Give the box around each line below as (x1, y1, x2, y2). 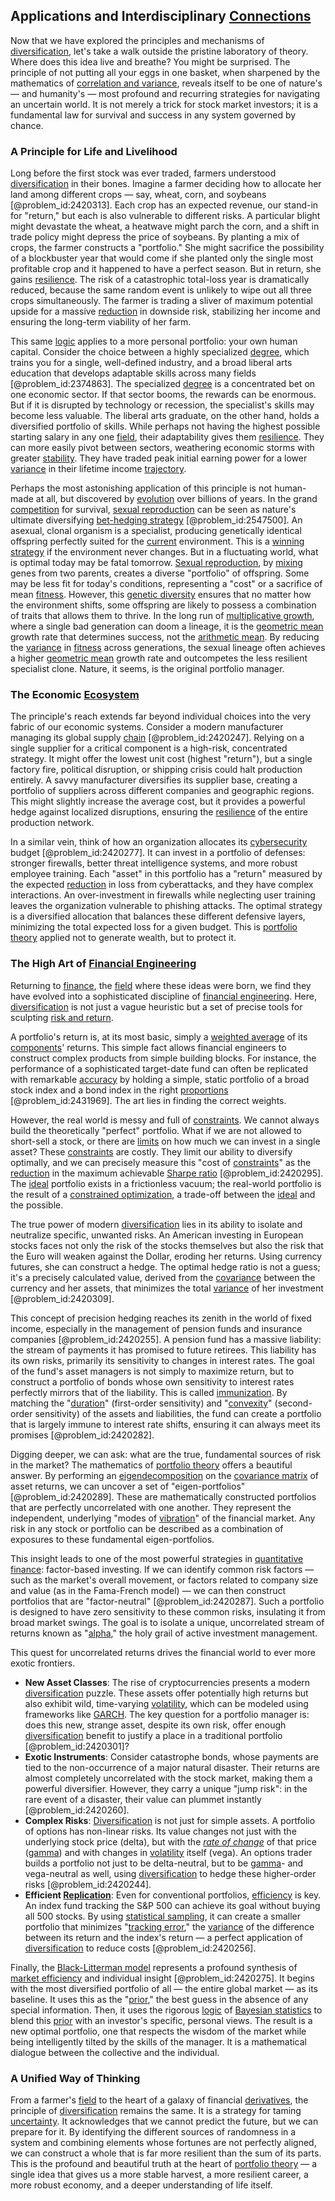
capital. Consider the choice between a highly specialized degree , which (10, 346, 310, 358)
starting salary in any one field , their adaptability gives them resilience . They (10, 431, 325, 443)
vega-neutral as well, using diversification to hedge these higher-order (24, 1867, 317, 1879)
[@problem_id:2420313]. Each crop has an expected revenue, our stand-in (10, 199, 319, 211)
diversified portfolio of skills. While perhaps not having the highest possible (10, 420, 321, 433)
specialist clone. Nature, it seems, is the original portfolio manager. (10, 663, 285, 675)
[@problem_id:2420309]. (10, 1292, 115, 1304)
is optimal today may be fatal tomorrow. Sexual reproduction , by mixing (10, 557, 303, 569)
